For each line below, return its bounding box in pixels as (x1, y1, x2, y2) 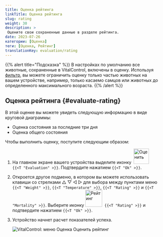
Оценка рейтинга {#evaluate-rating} (5, 96, 121, 105)
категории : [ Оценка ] (5, 39, 47, 44)
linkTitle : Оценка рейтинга (5, 12, 63, 17)
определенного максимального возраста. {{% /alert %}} (5, 82, 123, 88)
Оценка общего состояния (12, 129, 68, 135)
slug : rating (5, 16, 32, 21)
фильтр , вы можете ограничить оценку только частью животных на (5, 72, 147, 78)
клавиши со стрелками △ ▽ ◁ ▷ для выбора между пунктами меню (12, 179, 158, 185)
